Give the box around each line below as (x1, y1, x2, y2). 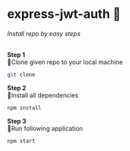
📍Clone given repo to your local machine (7, 58, 123, 66)
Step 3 (7, 117, 26, 125)
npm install (7, 105, 41, 112)
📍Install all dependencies (7, 91, 79, 99)
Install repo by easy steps (7, 29, 81, 37)
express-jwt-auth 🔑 (7, 6, 121, 22)
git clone (7, 72, 36, 79)
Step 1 (7, 51, 26, 59)
